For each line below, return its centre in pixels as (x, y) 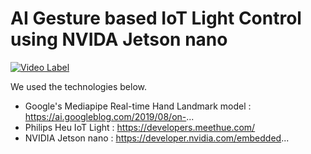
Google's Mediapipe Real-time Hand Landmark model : (138, 106)
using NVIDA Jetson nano (119, 39)
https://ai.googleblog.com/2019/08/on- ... (109, 116)
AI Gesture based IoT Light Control (156, 18)
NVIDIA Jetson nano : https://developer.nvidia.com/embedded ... (157, 138)
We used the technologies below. (79, 86)
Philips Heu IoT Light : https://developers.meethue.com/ (140, 127)
